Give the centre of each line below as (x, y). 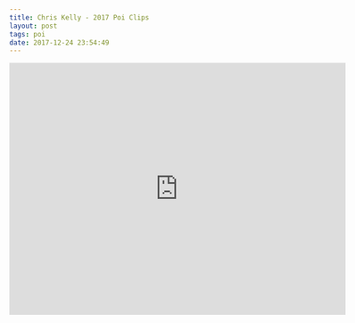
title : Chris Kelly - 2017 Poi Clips (79, 17)
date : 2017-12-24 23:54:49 (59, 42)
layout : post (33, 26)
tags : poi (28, 34)
